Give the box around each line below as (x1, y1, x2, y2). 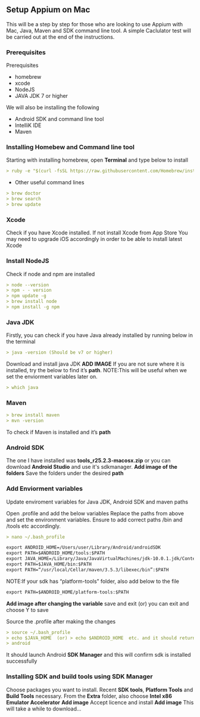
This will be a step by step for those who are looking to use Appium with (6, 20, 183, 27)
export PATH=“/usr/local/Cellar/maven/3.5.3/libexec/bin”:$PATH (6, 567, 169, 573)
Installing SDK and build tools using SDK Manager (6, 672, 153, 681)
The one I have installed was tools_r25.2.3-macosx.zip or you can (6, 457, 171, 464)
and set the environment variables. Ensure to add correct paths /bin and (6, 516, 183, 523)
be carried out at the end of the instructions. (6, 33, 115, 41)
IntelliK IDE (14, 122, 42, 129)
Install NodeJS (6, 256, 49, 265)
